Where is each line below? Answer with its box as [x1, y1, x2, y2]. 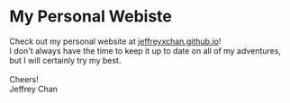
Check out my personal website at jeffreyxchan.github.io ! [9, 36, 222, 47]
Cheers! [9, 73, 39, 84]
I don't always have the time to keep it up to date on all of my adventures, [9, 45, 282, 56]
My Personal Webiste [9, 6, 173, 27]
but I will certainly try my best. [9, 55, 122, 65]
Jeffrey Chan [9, 83, 59, 94]
